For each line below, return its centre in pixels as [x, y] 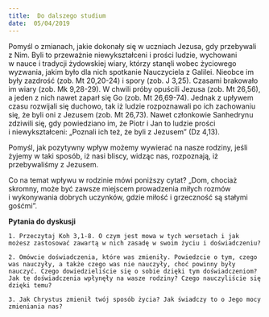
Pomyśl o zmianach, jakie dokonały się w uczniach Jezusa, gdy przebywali [132, 46]
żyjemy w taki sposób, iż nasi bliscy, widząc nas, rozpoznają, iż [114, 156]
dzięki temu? [30, 285]
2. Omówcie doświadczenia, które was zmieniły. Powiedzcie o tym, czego [133, 257]
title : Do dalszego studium [57, 16]
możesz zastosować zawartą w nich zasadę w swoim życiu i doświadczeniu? [135, 243]
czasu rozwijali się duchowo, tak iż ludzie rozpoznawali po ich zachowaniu [132, 106]
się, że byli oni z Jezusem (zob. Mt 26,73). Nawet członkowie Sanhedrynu [131, 114]
